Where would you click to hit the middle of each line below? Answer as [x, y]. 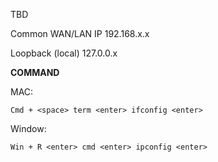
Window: [28, 128]
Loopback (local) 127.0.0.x [64, 53]
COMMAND [35, 72]
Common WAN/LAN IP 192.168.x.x [80, 33]
